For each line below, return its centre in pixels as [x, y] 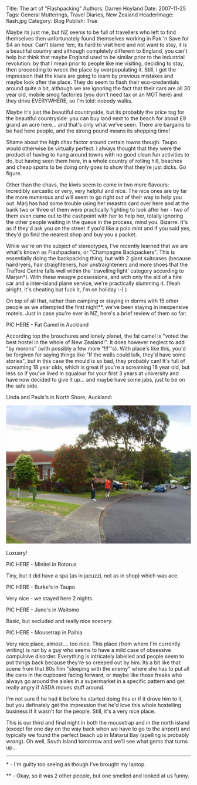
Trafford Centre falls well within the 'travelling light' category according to [95, 271]
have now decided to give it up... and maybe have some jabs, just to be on [96, 380]
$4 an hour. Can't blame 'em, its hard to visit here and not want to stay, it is [97, 45]
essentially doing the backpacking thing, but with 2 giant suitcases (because [98, 258]
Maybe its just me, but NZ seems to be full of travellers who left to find [91, 32]
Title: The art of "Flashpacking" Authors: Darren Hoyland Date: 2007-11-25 [96, 9]
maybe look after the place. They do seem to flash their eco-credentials [93, 82]
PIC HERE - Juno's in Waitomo [43, 610]
